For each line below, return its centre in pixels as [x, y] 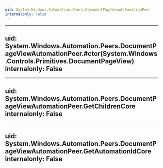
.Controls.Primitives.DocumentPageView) [70, 61]
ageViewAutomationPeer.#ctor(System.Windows [81, 53]
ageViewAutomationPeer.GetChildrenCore [70, 106]
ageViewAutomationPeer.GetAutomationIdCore [78, 151]
